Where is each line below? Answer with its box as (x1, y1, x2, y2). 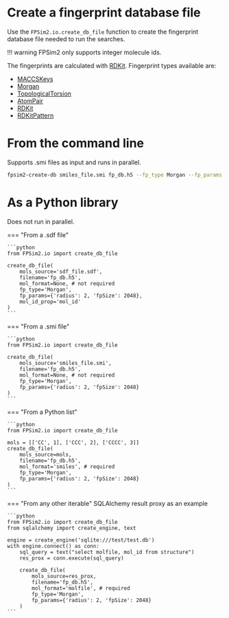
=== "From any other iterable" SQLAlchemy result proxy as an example (7, 499, 208, 507)
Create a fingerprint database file (7, 5, 201, 21)
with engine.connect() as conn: (7, 542, 99, 549)
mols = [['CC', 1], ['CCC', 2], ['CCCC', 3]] (7, 439, 139, 446)
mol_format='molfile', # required (32, 584, 130, 592)
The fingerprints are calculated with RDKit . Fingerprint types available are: (7, 61, 217, 69)
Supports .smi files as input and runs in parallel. (7, 158, 142, 166)
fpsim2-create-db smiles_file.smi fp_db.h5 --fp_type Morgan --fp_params (7, 171, 223, 178)
